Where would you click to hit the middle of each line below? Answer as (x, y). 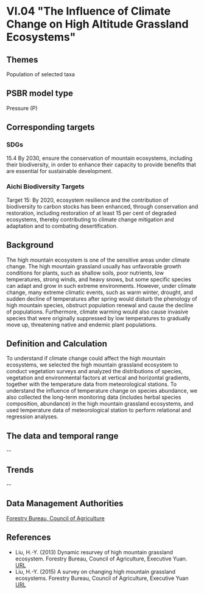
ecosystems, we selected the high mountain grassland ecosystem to (92, 365)
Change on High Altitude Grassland (97, 24)
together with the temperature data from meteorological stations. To (92, 384)
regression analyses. (33, 417)
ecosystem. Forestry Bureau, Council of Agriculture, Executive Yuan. (101, 559)
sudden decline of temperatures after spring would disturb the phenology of (102, 299)
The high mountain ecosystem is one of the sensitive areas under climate (98, 260)
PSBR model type (40, 94)
